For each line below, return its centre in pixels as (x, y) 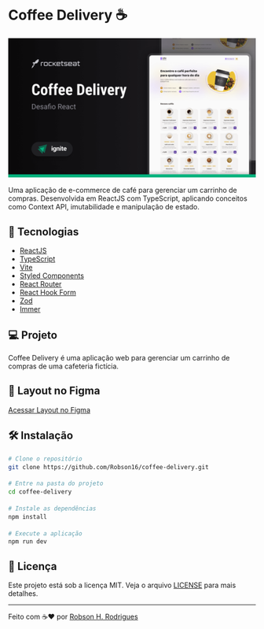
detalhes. (23, 594)
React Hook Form (48, 293)
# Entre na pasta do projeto (56, 484)
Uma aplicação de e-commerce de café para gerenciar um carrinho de (123, 191)
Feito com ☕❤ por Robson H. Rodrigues (73, 617)
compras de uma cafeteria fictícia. (64, 366)
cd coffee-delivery (40, 492)
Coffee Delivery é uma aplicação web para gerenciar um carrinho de (119, 358)
